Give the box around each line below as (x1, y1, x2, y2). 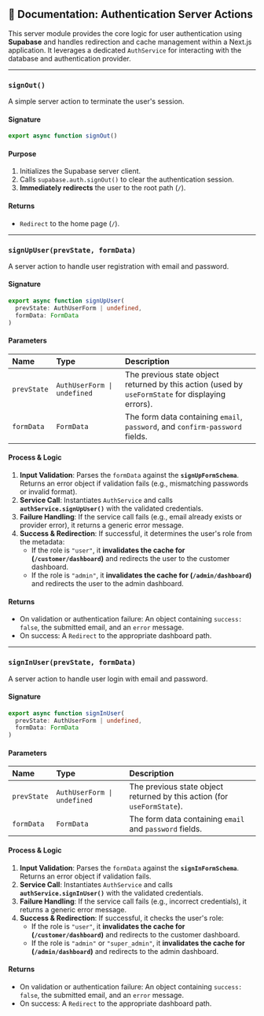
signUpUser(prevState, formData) (8, 245, 136, 255)
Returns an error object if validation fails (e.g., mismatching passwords (19, 479, 249, 488)
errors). (124, 398, 153, 409)
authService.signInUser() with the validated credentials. (19, 888, 203, 897)
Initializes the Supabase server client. (19, 167, 141, 176)
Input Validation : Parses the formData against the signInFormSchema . (19, 863, 240, 872)
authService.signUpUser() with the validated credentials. (19, 504, 203, 513)
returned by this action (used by (124, 379, 244, 390)
